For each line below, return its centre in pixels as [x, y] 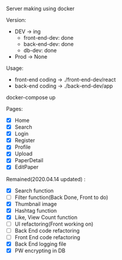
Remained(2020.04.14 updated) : [46, 179]
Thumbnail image [36, 204]
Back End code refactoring [47, 230]
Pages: [14, 109]
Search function [34, 190]
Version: [16, 20]
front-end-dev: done [48, 38]
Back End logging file [40, 244]
